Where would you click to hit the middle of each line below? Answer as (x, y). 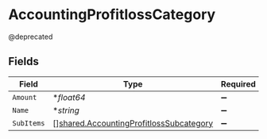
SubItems (29, 123)
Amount (25, 97)
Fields (24, 62)
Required (239, 83)
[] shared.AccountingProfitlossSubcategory (133, 123)
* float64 (69, 97)
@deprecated (31, 37)
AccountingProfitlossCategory (112, 15)
